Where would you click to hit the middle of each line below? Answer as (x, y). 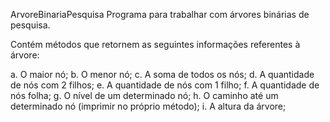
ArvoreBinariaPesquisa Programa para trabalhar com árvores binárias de (160, 14)
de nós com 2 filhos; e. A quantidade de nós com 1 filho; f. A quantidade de (165, 85)
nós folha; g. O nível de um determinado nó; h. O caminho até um (144, 95)
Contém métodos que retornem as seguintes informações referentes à (155, 44)
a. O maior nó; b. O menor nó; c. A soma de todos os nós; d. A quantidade (162, 74)
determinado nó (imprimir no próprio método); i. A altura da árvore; (148, 106)
